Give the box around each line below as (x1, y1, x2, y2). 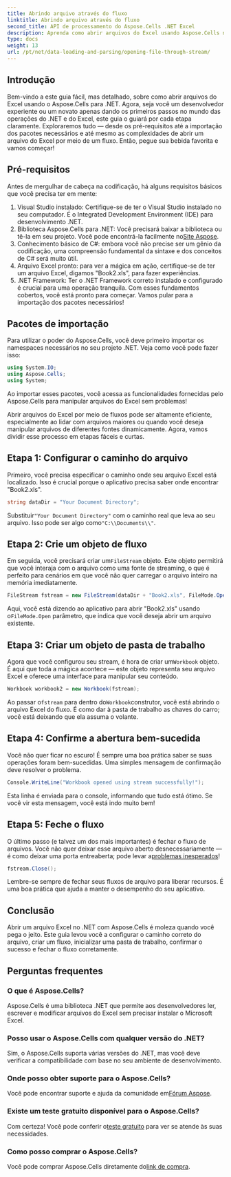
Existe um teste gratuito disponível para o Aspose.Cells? (7, 1107, 199, 1116)
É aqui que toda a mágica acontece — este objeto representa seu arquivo (7, 665, 215, 673)
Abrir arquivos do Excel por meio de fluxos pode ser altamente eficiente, (7, 410, 212, 418)
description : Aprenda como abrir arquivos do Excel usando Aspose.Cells (7, 29, 220, 37)
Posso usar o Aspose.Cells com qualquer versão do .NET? (7, 1033, 205, 1042)
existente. (7, 619, 35, 628)
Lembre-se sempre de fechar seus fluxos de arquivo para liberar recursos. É (7, 878, 224, 886)
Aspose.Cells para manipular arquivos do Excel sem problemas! (7, 397, 188, 405)
